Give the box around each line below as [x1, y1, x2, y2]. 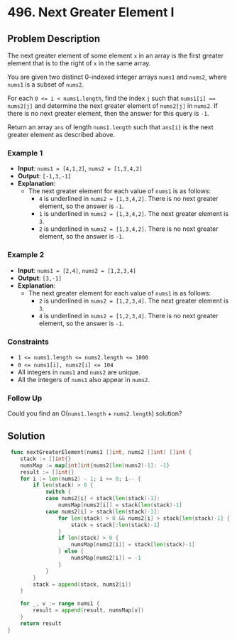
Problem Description [7, 33, 101, 45]
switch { [45, 488, 72, 496]
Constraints [7, 337, 50, 347]
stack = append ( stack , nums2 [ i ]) [33, 580, 132, 588]
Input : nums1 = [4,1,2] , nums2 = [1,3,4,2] [17, 164, 143, 173]
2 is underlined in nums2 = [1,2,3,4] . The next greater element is [38, 296, 229, 305]
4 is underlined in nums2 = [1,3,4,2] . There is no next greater [38, 195, 219, 203]
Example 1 [7, 148, 43, 158]
